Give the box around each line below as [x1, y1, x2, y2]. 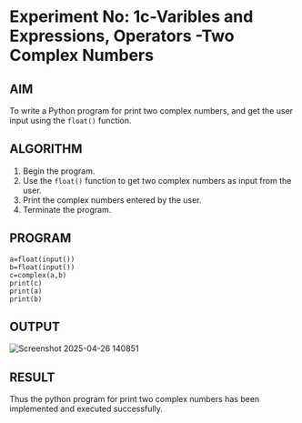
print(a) [9, 287, 43, 296]
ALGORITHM [9, 141, 83, 156]
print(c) [9, 278, 43, 287]
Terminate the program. [22, 204, 112, 215]
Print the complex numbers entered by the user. [22, 194, 202, 206]
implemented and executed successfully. [9, 403, 164, 415]
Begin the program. [22, 166, 96, 176]
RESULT [9, 369, 55, 385]
